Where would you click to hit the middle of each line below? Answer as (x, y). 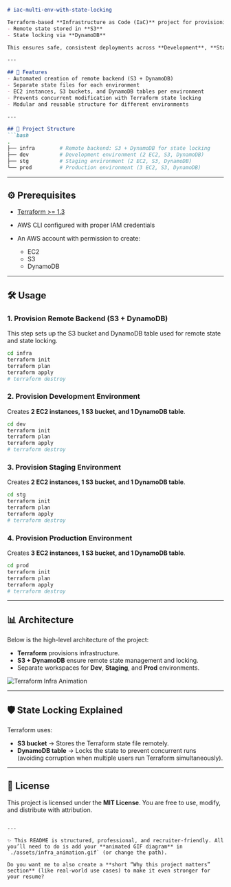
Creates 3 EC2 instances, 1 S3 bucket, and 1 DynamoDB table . (96, 553)
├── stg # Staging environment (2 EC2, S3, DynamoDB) (100, 161)
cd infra (20, 353)
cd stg (16, 495)
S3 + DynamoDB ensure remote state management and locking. (108, 661)
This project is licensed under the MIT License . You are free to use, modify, (114, 802)
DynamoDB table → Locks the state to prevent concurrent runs (107, 751)
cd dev (16, 424)
